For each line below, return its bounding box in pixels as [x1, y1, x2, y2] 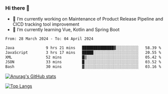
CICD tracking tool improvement [12, 21, 80, 27]
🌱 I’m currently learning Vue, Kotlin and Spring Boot [12, 27, 120, 33]
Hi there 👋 [5, 5, 30, 12]
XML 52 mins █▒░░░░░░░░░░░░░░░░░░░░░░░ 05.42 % [5, 55, 161, 60]
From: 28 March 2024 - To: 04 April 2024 [5, 36, 94, 42]
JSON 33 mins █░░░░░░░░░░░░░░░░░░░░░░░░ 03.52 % [5, 59, 161, 64]
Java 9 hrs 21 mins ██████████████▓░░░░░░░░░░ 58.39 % [5, 45, 161, 51]
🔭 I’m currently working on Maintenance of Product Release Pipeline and [12, 16, 163, 22]
